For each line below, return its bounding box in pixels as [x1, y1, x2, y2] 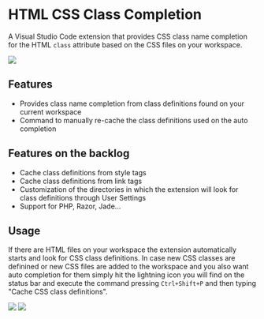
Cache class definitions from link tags [19, 176, 143, 186]
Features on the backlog [8, 147, 130, 160]
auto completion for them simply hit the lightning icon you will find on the [8, 270, 245, 280]
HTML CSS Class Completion [8, 6, 203, 24]
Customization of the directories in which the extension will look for [19, 184, 239, 194]
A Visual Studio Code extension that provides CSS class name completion [8, 32, 248, 41]
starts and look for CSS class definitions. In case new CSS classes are [8, 253, 236, 263]
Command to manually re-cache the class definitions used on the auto [19, 115, 248, 125]
